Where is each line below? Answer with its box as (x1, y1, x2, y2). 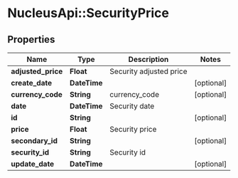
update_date (11, 159, 55, 169)
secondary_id (11, 136, 58, 145)
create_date (11, 78, 52, 88)
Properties (7, 33, 55, 46)
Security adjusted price (109, 66, 188, 76)
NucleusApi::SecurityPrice (7, 5, 169, 21)
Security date (109, 101, 155, 111)
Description (128, 55, 169, 64)
